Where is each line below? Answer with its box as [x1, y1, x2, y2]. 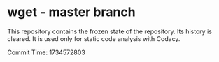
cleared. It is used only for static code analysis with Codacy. [7, 34, 181, 42]
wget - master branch [7, 4, 136, 20]
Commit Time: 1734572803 [7, 48, 85, 56]
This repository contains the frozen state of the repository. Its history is [7, 27, 212, 36]
